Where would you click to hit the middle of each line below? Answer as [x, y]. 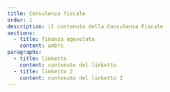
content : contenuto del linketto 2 [71, 78]
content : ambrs [42, 46]
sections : [22, 33]
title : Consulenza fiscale [46, 13]
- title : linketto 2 [43, 71]
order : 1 [20, 20]
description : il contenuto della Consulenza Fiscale [85, 26]
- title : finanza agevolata [54, 39]
